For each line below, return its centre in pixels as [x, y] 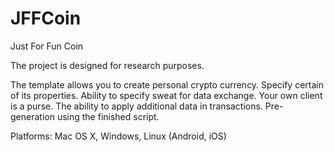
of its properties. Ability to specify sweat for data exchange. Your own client [166, 95]
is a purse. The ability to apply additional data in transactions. [136, 106]
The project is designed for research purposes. [107, 65]
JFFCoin [46, 18]
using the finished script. [108, 116]
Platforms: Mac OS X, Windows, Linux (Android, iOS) [118, 136]
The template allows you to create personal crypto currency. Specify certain [167, 84]
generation [32, 116]
